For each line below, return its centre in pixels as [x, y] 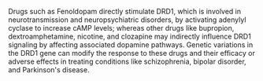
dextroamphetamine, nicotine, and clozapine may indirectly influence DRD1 [130, 36]
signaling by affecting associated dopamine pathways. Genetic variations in [131, 45]
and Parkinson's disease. [49, 70]
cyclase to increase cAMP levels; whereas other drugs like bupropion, [121, 28]
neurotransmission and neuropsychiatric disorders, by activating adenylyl [127, 20]
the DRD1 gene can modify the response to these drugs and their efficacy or [132, 53]
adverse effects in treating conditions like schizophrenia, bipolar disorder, [127, 61]
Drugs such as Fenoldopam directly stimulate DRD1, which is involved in [125, 11]
